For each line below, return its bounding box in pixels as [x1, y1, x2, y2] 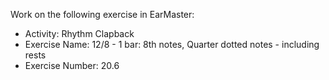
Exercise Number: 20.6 [24, 60, 120, 71]
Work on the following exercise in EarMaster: [10, 9, 195, 20]
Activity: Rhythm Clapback [24, 28, 135, 39]
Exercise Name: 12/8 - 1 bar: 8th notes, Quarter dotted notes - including [24, 39, 320, 50]
